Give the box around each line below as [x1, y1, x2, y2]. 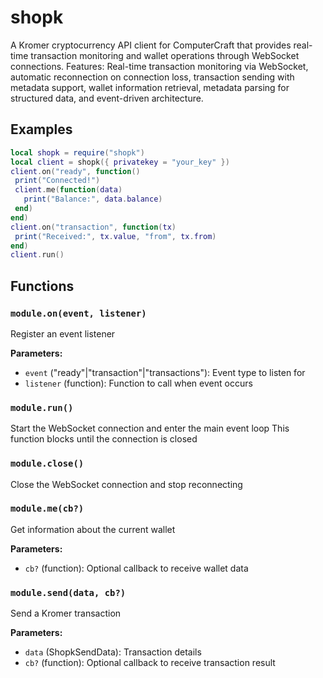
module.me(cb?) [10, 503, 85, 515]
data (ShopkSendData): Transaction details [24, 646, 202, 658]
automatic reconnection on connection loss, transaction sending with [10, 71, 295, 83]
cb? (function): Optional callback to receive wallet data [24, 562, 249, 574]
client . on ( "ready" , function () [10, 166, 141, 176]
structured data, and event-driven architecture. [10, 92, 204, 104]
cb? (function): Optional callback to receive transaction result [24, 657, 276, 669]
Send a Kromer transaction [10, 607, 122, 620]
